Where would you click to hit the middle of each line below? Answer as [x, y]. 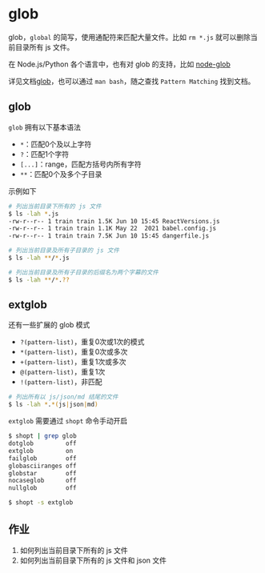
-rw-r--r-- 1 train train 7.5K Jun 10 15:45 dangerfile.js [109, 236]
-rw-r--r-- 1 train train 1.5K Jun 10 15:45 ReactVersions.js [114, 221]
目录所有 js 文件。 [44, 47]
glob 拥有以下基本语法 [45, 127]
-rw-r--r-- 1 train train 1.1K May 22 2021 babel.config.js [112, 229]
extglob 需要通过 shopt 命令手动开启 [68, 421]
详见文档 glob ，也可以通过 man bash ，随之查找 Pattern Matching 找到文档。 [132, 81]
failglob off [43, 458]
